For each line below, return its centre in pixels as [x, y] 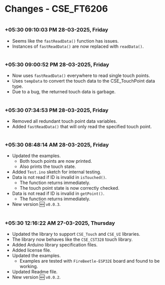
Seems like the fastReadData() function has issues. [65, 41]
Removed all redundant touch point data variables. [65, 121]
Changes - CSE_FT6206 [56, 9]
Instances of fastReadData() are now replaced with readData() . [78, 46]
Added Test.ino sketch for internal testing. [57, 172]
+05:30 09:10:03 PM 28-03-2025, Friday [56, 30]
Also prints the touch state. [48, 167]
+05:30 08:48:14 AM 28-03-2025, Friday [57, 145]
